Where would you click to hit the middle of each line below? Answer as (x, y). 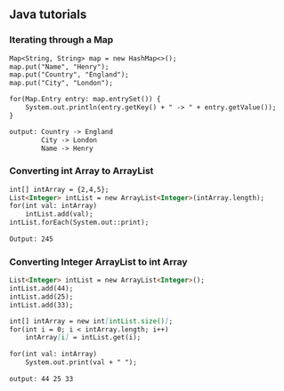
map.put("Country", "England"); (69, 75)
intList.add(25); (41, 297)
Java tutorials (48, 15)
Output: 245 (31, 239)
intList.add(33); (41, 305)
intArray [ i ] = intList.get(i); (83, 338)
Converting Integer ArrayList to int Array (99, 261)
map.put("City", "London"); (61, 84)
